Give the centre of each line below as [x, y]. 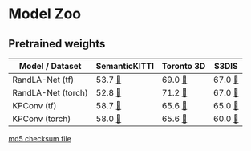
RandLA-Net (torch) [50, 93]
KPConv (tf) [35, 106]
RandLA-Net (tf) [43, 80]
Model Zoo [45, 14]
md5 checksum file [40, 139]
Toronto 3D [184, 66]
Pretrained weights [57, 44]
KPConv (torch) [42, 119]
